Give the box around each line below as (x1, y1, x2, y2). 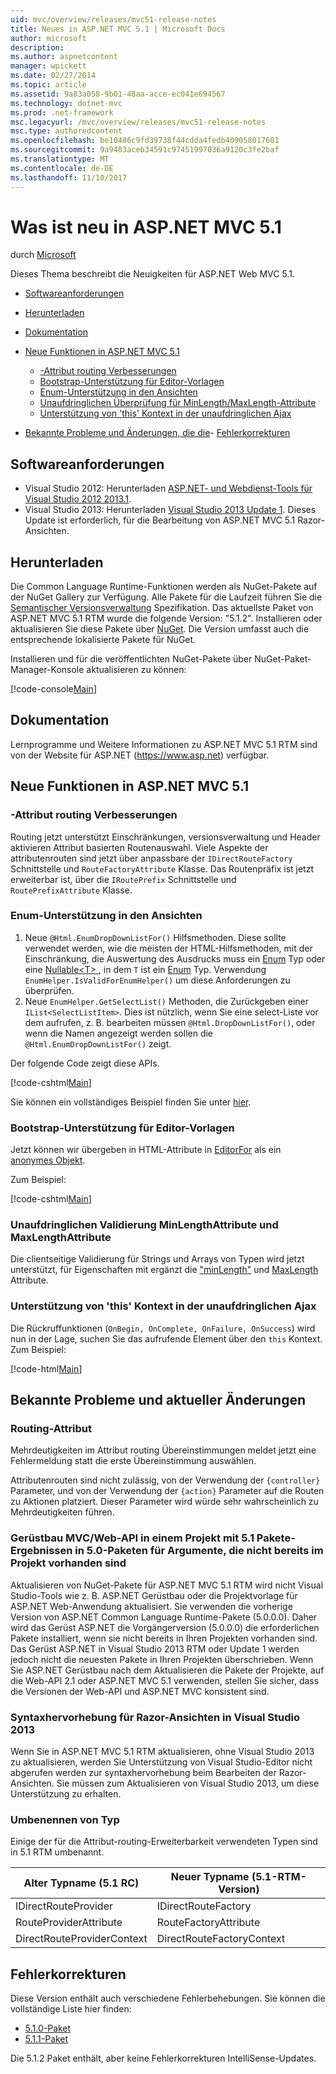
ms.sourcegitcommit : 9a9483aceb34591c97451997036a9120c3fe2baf (10, 145, 280, 155)
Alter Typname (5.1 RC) (23, 1876, 140, 1890)
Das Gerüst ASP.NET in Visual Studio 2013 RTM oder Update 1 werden (10, 1642, 300, 1655)
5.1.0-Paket (24, 2022, 72, 2035)
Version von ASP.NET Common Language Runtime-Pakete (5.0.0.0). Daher (10, 1611, 318, 1623)
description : (10, 42, 65, 53)
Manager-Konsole (10, 664, 85, 676)
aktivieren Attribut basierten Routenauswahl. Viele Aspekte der (10, 841, 269, 853)
